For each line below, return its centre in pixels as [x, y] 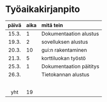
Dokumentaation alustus [70, 34]
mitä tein [52, 25]
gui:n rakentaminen [64, 50]
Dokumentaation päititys [70, 66]
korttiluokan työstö [63, 58]
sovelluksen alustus [65, 42]
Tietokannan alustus [65, 74]
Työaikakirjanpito [43, 9]
